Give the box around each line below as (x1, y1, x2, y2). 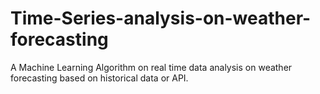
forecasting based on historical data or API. (10, 72, 189, 84)
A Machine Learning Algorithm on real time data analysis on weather (10, 61, 293, 73)
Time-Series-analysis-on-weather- (10, 7, 312, 30)
